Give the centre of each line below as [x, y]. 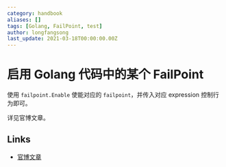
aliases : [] [24, 20]
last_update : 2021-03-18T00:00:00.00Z [62, 39]
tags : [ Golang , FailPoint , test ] [55, 26]
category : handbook [35, 13]
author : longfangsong [38, 32]
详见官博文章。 [28, 118]
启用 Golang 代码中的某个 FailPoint [105, 75]
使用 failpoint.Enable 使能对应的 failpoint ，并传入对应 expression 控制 [110, 95]
